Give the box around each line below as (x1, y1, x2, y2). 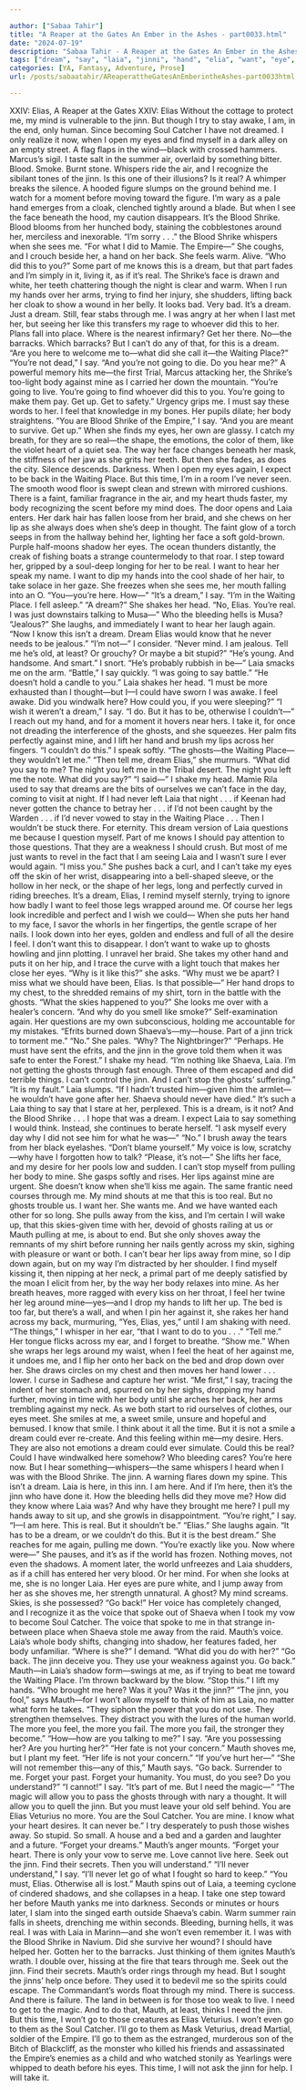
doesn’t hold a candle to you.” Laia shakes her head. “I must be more (9, 677, 268, 688)
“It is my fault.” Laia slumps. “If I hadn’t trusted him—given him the (9, 1083, 258, 1094)
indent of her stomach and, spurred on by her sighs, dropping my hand (9, 1383, 276, 1395)
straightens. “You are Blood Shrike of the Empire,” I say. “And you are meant (9, 415, 294, 426)
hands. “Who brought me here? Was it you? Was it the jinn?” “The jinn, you (9, 1684, 290, 1695)
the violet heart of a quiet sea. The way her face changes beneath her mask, (9, 444, 297, 455)
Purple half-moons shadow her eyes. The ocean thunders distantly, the (9, 541, 276, 552)
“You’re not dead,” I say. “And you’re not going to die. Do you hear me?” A (9, 357, 286, 367)
